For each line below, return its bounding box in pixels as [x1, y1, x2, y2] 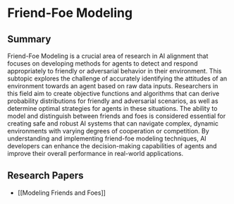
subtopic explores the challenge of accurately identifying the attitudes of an [7, 74, 228, 83]
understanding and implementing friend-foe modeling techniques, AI [7, 134, 207, 143]
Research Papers [7, 169, 84, 181]
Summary [7, 33, 51, 45]
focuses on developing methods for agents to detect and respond [7, 59, 198, 68]
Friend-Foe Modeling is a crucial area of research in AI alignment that [7, 52, 209, 60]
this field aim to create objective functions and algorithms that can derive [7, 90, 220, 97]
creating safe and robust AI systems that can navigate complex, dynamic [7, 119, 219, 128]
